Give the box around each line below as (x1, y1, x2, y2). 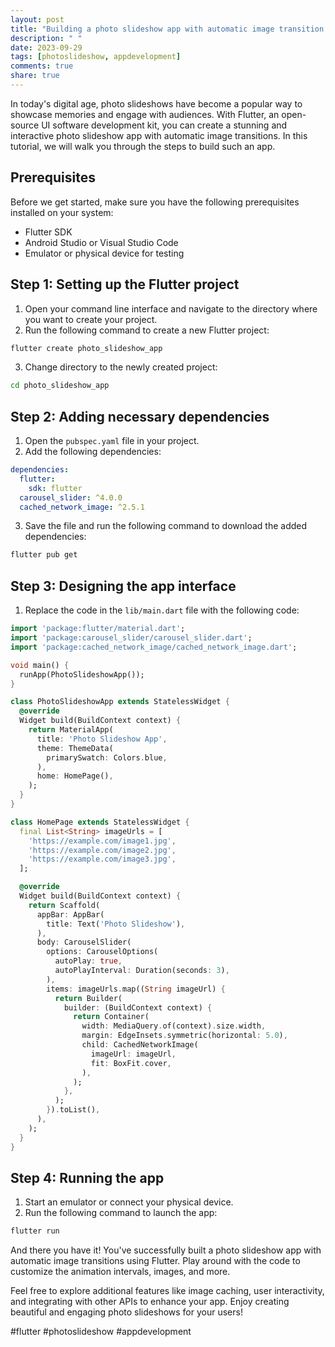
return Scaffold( (28, 900, 101, 910)
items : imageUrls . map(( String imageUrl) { (46, 984, 226, 994)
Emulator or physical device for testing (24, 247, 185, 259)
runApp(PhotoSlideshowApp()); (19, 669, 145, 680)
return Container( (73, 1012, 150, 1022)
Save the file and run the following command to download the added (24, 520, 308, 532)
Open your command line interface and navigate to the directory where (24, 302, 318, 315)
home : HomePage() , (36, 771, 114, 781)
